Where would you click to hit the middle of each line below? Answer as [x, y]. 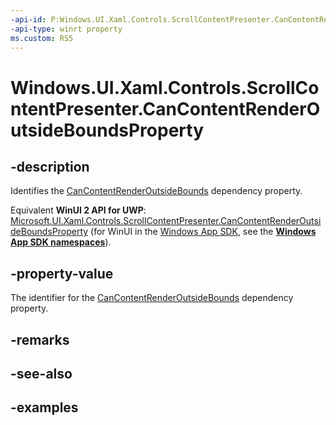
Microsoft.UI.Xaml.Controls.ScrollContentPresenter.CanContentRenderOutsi [166, 221]
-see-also [41, 373]
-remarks [40, 339]
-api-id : [28, 19]
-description [50, 166]
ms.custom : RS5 [42, 38]
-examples [44, 407]
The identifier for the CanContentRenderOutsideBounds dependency [152, 298]
